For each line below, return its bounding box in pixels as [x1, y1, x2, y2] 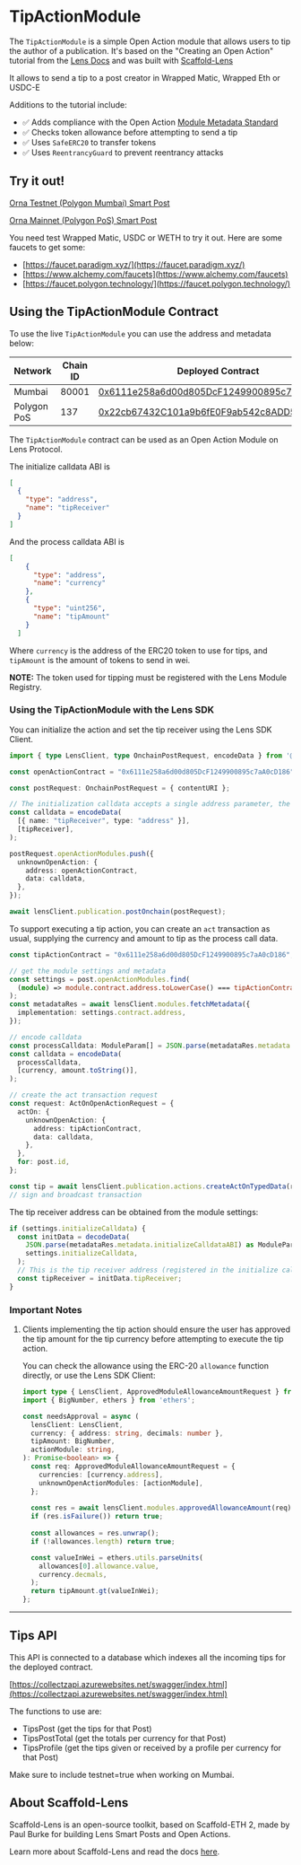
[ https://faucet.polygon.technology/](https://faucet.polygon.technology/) [21, 278, 291, 289]
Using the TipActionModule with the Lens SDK [9, 704, 215, 716]
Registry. [9, 681, 42, 692]
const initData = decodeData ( [17, 1232, 130, 1241]
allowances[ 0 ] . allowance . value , [39, 1562, 159, 1571]
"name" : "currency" [32, 579, 106, 588]
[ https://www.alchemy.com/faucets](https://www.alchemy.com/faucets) [21, 268, 288, 279]
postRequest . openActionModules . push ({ [9, 849, 154, 858]
